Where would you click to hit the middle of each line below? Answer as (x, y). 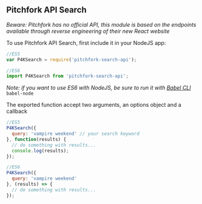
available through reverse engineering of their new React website (88, 31)
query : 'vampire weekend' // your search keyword (76, 134)
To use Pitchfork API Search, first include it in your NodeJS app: (86, 42)
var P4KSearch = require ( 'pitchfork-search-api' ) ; (72, 59)
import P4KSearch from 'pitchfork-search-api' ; (68, 76)
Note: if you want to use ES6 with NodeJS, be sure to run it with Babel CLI (99, 88)
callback (17, 111)
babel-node (20, 93)
